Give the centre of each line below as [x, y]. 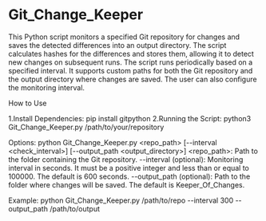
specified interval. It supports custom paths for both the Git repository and [131, 70]
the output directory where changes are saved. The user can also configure [133, 79]
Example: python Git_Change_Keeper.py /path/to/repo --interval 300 [121, 200]
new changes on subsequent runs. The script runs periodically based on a [131, 62]
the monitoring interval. [47, 87]
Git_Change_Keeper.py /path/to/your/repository [86, 127]
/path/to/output [74, 208]
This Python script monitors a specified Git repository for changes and [124, 37]
